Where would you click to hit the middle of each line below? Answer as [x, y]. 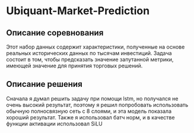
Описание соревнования [55, 33]
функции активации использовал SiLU [54, 124]
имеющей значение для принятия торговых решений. [74, 66]
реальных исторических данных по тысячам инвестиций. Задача [89, 53]
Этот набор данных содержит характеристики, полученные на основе [96, 47]
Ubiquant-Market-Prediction [78, 11]
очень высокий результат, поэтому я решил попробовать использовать [97, 105]
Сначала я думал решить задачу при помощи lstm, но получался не [92, 98]
